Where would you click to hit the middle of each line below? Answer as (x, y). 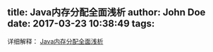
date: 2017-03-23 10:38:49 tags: (81, 24)
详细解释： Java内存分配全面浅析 (55, 41)
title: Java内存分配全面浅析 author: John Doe (107, 12)
